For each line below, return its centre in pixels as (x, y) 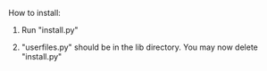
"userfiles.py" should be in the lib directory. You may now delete (139, 47)
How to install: (35, 13)
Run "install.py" (50, 30)
